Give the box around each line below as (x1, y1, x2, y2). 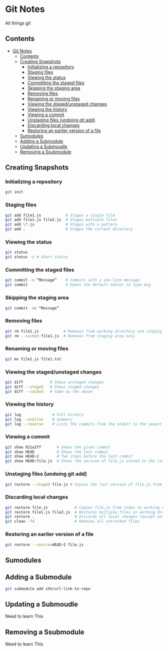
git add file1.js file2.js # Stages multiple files (5, 217, 117, 222)
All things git (5, 20, 31, 26)
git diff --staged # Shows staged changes (5, 384, 99, 389)
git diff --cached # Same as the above (5, 389, 93, 394)
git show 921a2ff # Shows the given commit (5, 444, 111, 449)
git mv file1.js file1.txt (5, 356, 61, 361)
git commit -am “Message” (5, 305, 59, 310)
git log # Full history (5, 412, 84, 417)
